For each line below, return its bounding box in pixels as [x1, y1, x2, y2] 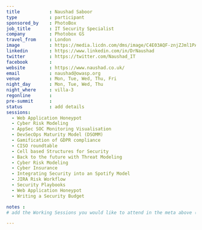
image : [6, 43, 52, 49]
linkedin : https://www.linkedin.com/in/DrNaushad [6, 48, 155, 54]
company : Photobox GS [6, 31, 85, 37]
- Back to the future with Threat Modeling [11, 154, 122, 160]
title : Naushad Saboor [6, 8, 93, 15]
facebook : [6, 59, 52, 65]
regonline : [6, 92, 52, 98]
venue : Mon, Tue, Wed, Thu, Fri [6, 76, 117, 82]
